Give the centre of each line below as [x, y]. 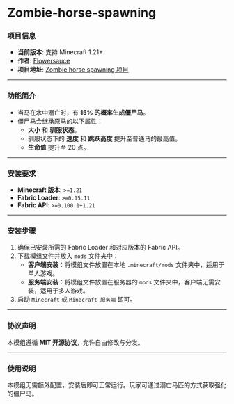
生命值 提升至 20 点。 [58, 147]
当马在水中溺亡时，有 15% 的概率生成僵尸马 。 [83, 112]
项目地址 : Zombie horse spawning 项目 [73, 70]
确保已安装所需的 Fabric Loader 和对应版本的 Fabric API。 [100, 248]
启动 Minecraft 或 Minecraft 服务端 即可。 [77, 300]
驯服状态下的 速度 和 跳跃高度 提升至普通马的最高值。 [104, 138]
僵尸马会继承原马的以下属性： [60, 121]
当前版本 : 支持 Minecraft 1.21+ [60, 52]
